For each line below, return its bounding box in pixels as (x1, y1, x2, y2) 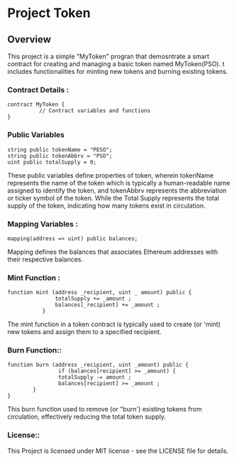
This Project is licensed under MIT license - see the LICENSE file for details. (7, 446, 229, 455)
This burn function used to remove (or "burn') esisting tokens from (7, 405, 202, 414)
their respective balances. (7, 254, 84, 264)
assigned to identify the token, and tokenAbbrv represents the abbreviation (7, 186, 227, 195)
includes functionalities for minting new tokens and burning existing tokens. (7, 68, 228, 75)
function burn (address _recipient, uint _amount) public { (7, 361, 189, 369)
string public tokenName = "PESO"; (7, 146, 113, 154)
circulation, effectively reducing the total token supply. (7, 412, 167, 421)
